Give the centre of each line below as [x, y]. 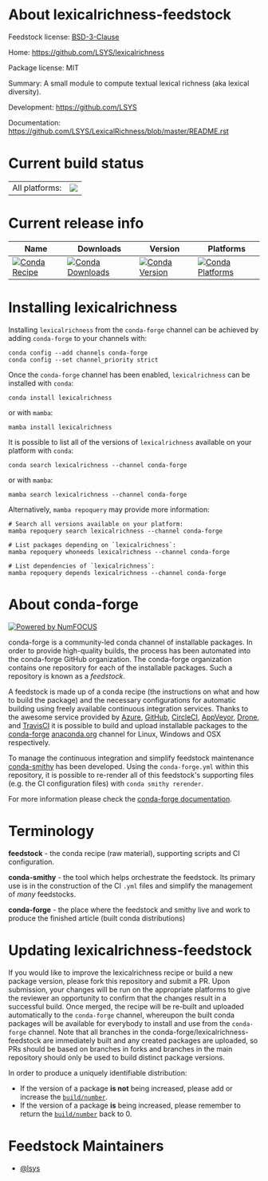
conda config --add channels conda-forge [78, 353]
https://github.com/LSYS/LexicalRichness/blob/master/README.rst [118, 131]
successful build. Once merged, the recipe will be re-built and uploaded [126, 1006]
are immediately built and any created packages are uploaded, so [150, 1040]
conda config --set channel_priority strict [83, 360]
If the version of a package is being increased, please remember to [130, 1105]
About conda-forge [73, 604]
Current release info [76, 223]
